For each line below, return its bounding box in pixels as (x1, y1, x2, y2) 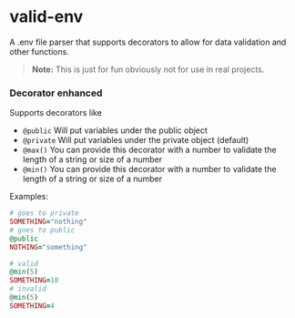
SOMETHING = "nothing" (9, 217, 88, 227)
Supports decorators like (9, 108, 103, 118)
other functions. (9, 46, 70, 56)
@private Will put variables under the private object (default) (22, 135, 249, 146)
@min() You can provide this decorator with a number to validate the (22, 164, 277, 175)
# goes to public (9, 225, 76, 234)
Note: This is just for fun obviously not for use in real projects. (31, 64, 265, 75)
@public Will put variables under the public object (22, 125, 208, 136)
